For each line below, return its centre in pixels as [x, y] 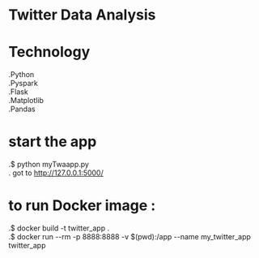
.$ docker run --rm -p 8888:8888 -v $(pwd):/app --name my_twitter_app [129, 236]
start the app [53, 142]
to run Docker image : [82, 206]
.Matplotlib [26, 101]
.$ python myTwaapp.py [49, 165]
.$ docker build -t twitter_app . [59, 228]
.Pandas [22, 109]
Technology [49, 52]
